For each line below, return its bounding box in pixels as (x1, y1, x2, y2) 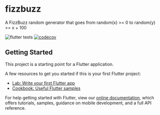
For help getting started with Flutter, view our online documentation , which (5, 95, 155, 100)
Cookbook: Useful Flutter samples (12, 85, 81, 91)
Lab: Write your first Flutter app (12, 80, 75, 86)
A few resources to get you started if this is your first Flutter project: (5, 71, 141, 77)
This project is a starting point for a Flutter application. (5, 61, 114, 67)
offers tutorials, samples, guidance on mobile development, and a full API (5, 100, 152, 106)
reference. (5, 105, 26, 111)
